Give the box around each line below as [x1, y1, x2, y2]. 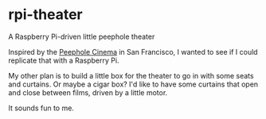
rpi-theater [8, 6, 83, 24]
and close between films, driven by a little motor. [8, 87, 168, 97]
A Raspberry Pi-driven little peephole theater [8, 32, 155, 41]
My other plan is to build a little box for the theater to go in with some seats [8, 71, 254, 80]
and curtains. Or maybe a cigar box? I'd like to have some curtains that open [8, 79, 259, 89]
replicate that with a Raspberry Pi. [8, 56, 119, 65]
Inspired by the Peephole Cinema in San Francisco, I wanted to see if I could [8, 47, 258, 56]
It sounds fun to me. [8, 103, 74, 113]
